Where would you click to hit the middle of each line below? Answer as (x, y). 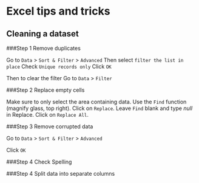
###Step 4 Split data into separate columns (61, 174)
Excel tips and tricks (58, 11)
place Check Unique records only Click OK (59, 66)
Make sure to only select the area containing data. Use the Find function (96, 102)
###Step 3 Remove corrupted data (50, 126)
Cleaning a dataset (42, 34)
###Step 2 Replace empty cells (46, 90)
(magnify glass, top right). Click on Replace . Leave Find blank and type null (99, 108)
